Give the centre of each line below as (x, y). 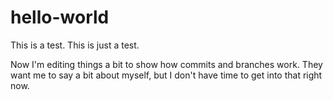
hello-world (60, 17)
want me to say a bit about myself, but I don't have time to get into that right (166, 75)
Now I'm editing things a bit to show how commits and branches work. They (166, 64)
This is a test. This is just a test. (75, 45)
